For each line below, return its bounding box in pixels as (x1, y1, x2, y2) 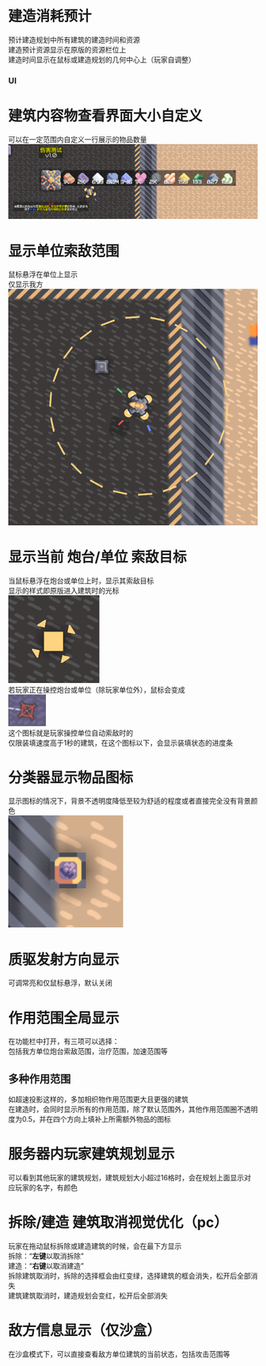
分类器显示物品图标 (8, 769, 134, 786)
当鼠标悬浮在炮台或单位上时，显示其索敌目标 (8, 576, 154, 585)
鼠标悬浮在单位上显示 (8, 270, 78, 279)
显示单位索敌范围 (8, 242, 120, 260)
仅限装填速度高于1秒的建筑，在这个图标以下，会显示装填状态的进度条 (8, 738, 234, 747)
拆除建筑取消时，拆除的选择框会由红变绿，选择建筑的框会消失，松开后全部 (8, 1271, 251, 1281)
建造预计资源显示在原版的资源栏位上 (8, 44, 127, 54)
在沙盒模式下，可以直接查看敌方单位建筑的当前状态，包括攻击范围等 (8, 1349, 230, 1359)
